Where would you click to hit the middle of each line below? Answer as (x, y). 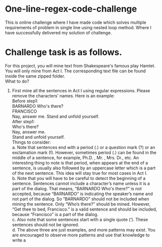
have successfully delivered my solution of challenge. (59, 33)
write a (19, 240)
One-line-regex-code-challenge (71, 9)
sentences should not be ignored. (45, 225)
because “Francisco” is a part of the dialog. (55, 214)
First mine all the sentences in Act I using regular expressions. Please (81, 90)
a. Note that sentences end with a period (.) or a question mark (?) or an (84, 147)
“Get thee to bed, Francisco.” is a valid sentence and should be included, (84, 209)
